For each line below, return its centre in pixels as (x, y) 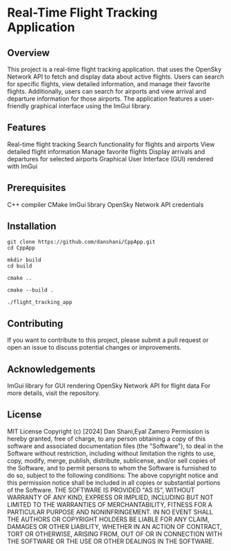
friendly (18, 106)
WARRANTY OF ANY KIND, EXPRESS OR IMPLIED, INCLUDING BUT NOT (110, 497)
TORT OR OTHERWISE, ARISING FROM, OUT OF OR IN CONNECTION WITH (115, 534)
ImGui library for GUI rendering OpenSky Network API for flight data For (109, 386)
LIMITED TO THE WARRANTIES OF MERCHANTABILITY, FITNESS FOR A (110, 504)
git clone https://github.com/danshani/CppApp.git (81, 242)
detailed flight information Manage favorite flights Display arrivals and (106, 151)
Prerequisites (37, 188)
